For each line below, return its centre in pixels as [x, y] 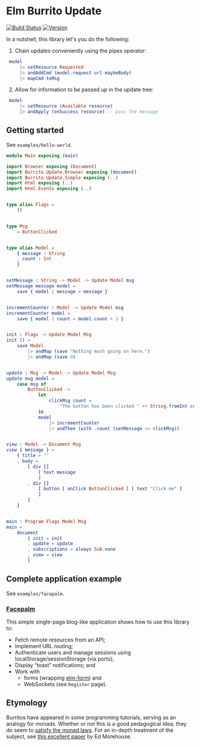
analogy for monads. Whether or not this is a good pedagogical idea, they [96, 723]
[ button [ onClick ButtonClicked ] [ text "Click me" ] [110, 489]
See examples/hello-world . [39, 145]
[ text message [57, 472]
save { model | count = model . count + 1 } [70, 319]
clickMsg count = [70, 401]
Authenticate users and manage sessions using [73, 652]
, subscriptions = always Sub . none [72, 549]
